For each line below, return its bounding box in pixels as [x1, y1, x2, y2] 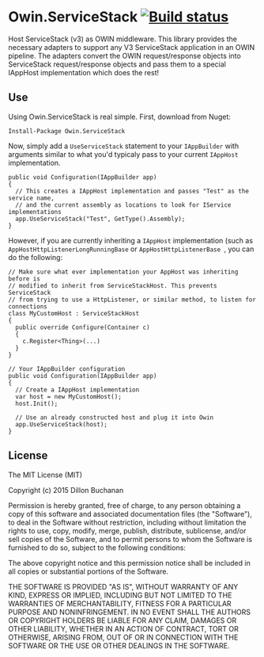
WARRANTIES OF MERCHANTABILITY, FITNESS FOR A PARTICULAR [8, 598, 232, 608]
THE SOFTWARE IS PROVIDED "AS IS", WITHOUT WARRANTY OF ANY [8, 582, 239, 591]
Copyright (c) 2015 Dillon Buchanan [8, 485, 124, 495]
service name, [8, 194, 55, 202]
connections [8, 302, 47, 311]
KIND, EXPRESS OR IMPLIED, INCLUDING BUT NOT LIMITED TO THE [8, 590, 232, 600]
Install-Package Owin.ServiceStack [8, 127, 126, 135]
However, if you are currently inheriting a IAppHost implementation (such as [8, 235, 254, 245]
